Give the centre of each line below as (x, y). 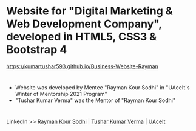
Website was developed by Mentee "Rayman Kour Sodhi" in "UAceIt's (102, 88)
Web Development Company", (84, 24)
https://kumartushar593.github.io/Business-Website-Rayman (83, 66)
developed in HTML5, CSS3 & (82, 37)
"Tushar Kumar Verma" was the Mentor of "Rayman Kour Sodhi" (95, 100)
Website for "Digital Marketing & (90, 11)
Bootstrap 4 (37, 50)
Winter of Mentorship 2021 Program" (61, 94)
